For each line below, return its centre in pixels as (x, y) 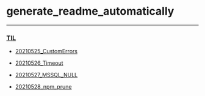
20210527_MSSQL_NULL (46, 75)
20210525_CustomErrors (46, 51)
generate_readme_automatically (90, 11)
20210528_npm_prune (43, 87)
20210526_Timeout (39, 63)
